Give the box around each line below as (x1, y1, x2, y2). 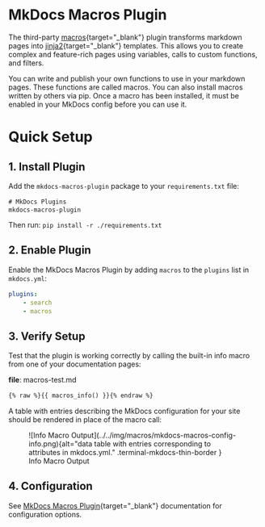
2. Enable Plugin (8, 244, 91, 257)
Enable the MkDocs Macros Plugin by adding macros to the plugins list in (8, 265, 250, 274)
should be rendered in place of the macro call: (8, 415, 162, 425)
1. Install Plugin (8, 160, 86, 174)
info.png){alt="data (28, 439, 93, 449)
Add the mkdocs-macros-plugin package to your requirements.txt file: (8, 181, 240, 190)
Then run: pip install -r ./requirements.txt (8, 220, 162, 229)
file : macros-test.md (8, 375, 77, 385)
